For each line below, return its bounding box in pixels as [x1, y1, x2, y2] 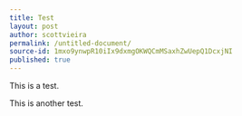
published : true [9, 55, 71, 64]
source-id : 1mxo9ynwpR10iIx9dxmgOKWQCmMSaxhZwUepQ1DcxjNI [9, 47, 233, 56]
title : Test [9, 13, 54, 23]
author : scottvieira [9, 30, 88, 39]
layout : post [9, 22, 59, 31]
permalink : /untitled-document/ [9, 38, 131, 48]
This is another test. [9, 98, 84, 109]
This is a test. [9, 81, 60, 91]
